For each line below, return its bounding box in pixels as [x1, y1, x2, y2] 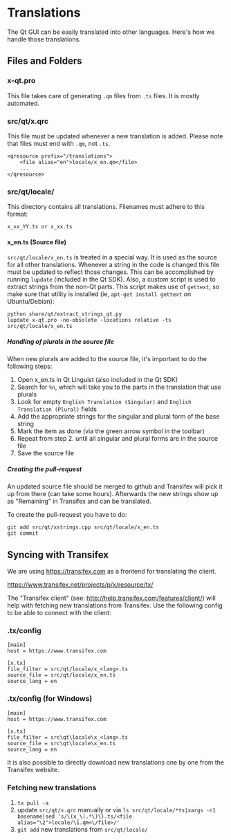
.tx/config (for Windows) [7, 694, 93, 704]
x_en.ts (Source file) [7, 237, 67, 246]
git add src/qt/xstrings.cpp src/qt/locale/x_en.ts [7, 524, 159, 531]
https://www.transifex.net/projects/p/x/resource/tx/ [7, 581, 154, 589]
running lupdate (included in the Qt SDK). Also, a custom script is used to [7, 275, 216, 284]
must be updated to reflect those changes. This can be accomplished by [7, 268, 214, 276]
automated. [7, 99, 40, 107]
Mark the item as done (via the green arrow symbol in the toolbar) [17, 427, 205, 435]
